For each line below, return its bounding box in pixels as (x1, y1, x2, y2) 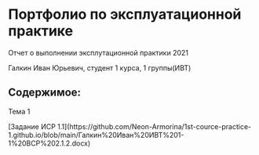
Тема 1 (8, 106, 31, 116)
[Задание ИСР (8, 121, 57, 131)
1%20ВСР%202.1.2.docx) (8, 139, 91, 148)
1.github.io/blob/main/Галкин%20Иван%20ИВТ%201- (8, 130, 184, 139)
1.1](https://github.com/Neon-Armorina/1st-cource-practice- (57, 121, 252, 131)
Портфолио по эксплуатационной (8, 5, 242, 23)
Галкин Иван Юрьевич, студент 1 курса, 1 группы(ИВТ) (8, 63, 192, 72)
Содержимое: (8, 86, 81, 99)
